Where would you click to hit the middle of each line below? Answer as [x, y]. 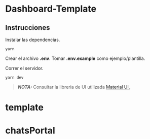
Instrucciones [28, 28]
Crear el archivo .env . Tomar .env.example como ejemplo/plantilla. [75, 58]
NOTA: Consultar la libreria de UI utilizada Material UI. [74, 87]
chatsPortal [30, 131]
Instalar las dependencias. [33, 40]
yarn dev [14, 78]
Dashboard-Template [51, 9]
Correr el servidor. [24, 68]
